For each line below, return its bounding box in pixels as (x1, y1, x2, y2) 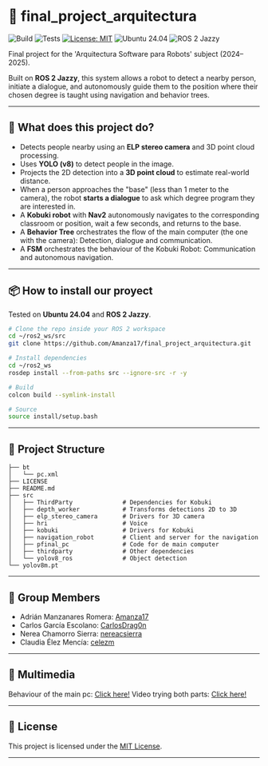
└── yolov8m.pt (8, 561, 59, 570)
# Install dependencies (8, 354, 88, 362)
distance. (19, 176, 51, 186)
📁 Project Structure (8, 442, 105, 456)
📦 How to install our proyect (8, 284, 153, 298)
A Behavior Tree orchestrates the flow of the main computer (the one (19, 227, 249, 237)
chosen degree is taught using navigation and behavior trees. (8, 90, 210, 99)
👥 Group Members (8, 591, 101, 604)
